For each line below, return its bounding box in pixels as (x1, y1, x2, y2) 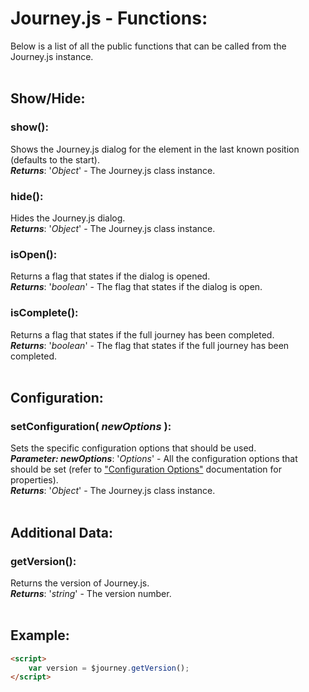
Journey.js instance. (10, 50, 94, 62)
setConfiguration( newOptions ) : (10, 419, 172, 433)
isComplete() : (10, 306, 79, 320)
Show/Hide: (10, 90, 86, 107)
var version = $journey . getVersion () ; (28, 663, 190, 673)
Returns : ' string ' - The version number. (10, 587, 172, 599)
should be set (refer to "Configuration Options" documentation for (10, 463, 283, 476)
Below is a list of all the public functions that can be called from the (10, 40, 287, 52)
